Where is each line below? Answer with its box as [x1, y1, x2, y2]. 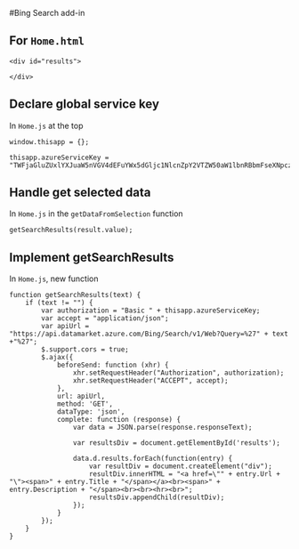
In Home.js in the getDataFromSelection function [9, 208, 184, 219]
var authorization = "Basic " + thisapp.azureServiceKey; [41, 306, 261, 315]
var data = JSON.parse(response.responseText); [72, 423, 253, 432]
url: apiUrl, [56, 392, 105, 401]
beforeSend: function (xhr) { [56, 360, 169, 370]
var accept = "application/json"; [41, 314, 169, 323]
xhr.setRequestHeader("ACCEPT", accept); [72, 376, 229, 385]
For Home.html [9, 33, 85, 48]
